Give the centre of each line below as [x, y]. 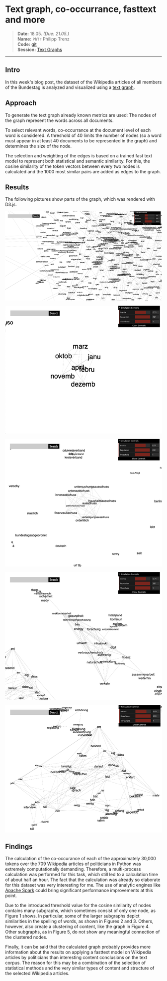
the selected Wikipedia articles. [37, 974]
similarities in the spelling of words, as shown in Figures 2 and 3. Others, [79, 921]
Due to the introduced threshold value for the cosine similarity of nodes [78, 906]
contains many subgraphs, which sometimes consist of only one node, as [80, 911]
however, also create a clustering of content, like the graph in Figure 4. [78, 927]
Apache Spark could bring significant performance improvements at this [79, 891]
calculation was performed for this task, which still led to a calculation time [82, 875]
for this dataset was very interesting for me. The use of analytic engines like [83, 885]
